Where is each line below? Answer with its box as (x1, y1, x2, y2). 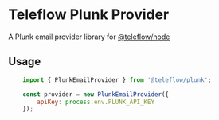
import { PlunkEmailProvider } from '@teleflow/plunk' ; (22, 75, 213, 84)
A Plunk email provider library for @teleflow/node (8, 32, 170, 41)
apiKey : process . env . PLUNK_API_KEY (37, 98, 155, 106)
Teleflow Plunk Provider (8, 6, 170, 24)
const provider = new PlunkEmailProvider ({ (22, 90, 170, 99)
